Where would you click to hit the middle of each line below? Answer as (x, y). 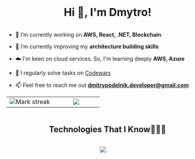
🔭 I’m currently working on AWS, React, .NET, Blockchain (88, 34)
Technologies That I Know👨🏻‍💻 (108, 129)
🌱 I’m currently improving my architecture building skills (87, 46)
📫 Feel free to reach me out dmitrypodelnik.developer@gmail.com (102, 85)
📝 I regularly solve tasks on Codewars (63, 73)
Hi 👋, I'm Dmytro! (108, 13)
